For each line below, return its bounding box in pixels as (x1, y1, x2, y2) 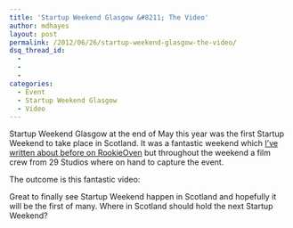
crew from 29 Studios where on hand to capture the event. (9, 157, 224, 167)
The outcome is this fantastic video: (9, 175, 141, 185)
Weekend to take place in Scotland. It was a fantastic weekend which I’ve (9, 138, 279, 149)
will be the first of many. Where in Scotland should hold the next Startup (9, 201, 273, 212)
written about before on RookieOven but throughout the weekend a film (9, 148, 272, 159)
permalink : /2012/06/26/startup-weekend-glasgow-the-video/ (9, 37, 238, 47)
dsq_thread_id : (9, 46, 66, 55)
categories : (9, 79, 53, 88)
